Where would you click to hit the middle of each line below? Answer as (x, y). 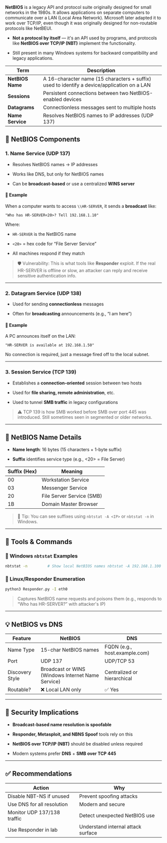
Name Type (21, 650)
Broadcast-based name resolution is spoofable (62, 724)
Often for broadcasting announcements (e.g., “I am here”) (72, 314)
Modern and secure (102, 804)
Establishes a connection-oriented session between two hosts (77, 383)
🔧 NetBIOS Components (43, 140)
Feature (22, 639)
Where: (13, 224)
